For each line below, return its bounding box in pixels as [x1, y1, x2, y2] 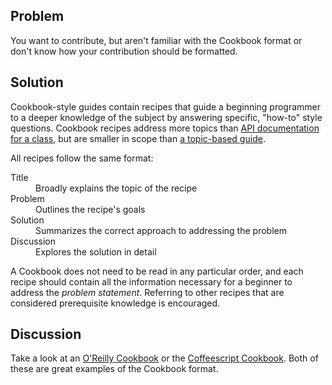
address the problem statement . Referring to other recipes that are [10, 286, 285, 298]
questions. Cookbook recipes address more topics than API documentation [10, 122, 320, 134]
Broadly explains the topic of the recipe [35, 182, 198, 194]
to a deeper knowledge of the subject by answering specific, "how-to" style [10, 111, 323, 123]
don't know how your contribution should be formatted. [10, 45, 238, 57]
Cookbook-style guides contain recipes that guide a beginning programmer [10, 100, 322, 113]
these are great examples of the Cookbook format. [10, 363, 219, 375]
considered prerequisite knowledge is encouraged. [10, 297, 221, 309]
